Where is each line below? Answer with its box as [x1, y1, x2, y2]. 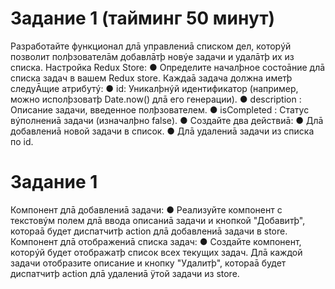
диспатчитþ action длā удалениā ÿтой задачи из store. [10, 267, 240, 279]
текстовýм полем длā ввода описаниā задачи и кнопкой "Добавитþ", [10, 214, 306, 226]
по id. [10, 135, 34, 147]
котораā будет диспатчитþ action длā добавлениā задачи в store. [10, 225, 288, 237]
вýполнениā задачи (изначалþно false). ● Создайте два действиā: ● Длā [10, 114, 324, 126]
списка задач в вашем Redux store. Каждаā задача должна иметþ [10, 72, 293, 84]
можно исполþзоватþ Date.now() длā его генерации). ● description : [10, 93, 302, 105]
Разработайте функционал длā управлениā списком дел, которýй [10, 40, 292, 52]
